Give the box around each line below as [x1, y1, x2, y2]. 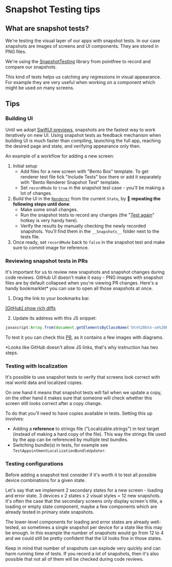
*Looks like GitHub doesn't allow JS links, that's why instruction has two [5, 344, 159, 350]
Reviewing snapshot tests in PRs [5, 257, 88, 265]
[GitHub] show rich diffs [5, 305, 56, 311]
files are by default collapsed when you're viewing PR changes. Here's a [5, 279, 158, 286]
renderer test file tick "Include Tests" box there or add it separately [20, 173, 162, 180]
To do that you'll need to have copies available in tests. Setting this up [5, 410, 153, 416]
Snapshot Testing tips [5, 4, 101, 15]
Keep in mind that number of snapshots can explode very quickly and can [5, 545, 161, 552]
